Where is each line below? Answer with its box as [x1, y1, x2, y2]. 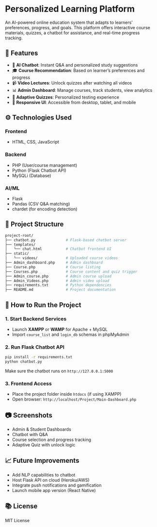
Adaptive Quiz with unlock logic [12, 442, 76, 448]
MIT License [5, 517, 30, 523]
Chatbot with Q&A [12, 432, 48, 438]
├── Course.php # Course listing [5, 264, 101, 269]
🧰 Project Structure [5, 220, 64, 228]
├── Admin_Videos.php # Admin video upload [5, 278, 110, 283]
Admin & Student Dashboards [12, 426, 71, 432]
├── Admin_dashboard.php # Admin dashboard [5, 260, 103, 265]
